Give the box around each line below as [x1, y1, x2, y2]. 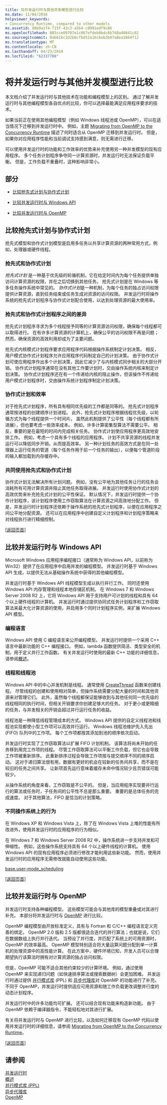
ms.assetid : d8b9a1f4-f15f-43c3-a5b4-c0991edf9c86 [5, 26, 112, 31]
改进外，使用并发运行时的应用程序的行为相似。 [5, 826, 101, 832]
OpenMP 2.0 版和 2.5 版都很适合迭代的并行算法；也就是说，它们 [28, 929, 160, 935]
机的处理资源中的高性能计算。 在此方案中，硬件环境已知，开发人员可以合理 [5, 948, 159, 954]
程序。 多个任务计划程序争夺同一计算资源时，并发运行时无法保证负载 [9, 152, 150, 158]
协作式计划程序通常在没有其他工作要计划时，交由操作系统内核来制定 [14, 365, 155, 371]
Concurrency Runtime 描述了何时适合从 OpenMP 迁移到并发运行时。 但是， [5, 129, 160, 135]
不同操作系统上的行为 [5, 808, 56, 815]
